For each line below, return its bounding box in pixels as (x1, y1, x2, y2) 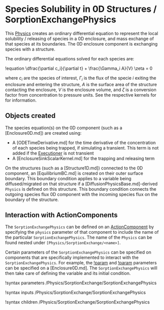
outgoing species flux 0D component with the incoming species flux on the (5, 191, 158, 197)
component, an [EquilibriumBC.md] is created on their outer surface (5, 170, 143, 176)
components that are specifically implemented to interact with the (5, 255, 139, 260)
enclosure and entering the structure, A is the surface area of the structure (5, 81, 157, 87)
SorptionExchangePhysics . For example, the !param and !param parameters (5, 260, 157, 266)
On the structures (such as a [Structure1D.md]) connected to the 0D (5, 165, 143, 171)
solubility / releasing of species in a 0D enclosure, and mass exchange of (5, 36, 154, 42)
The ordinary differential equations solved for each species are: (5, 55, 134, 61)
